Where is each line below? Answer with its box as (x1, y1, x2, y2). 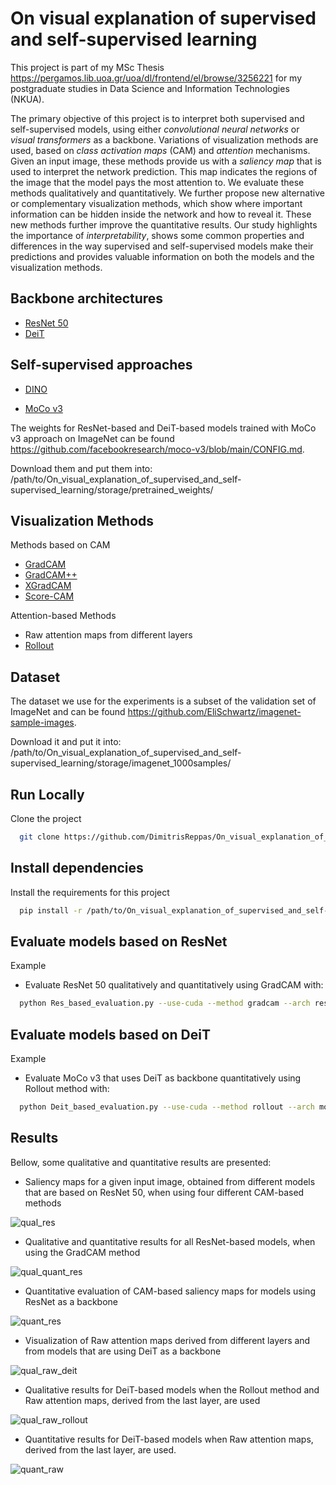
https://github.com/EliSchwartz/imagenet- (127, 706, 302, 718)
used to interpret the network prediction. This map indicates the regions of (10, 165, 318, 177)
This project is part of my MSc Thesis (10, 61, 165, 73)
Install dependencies (10, 860, 144, 877)
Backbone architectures (10, 290, 164, 307)
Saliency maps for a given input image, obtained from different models (24, 1175, 316, 1187)
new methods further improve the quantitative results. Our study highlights (10, 218, 318, 231)
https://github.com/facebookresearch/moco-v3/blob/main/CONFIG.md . (10, 443, 305, 455)
